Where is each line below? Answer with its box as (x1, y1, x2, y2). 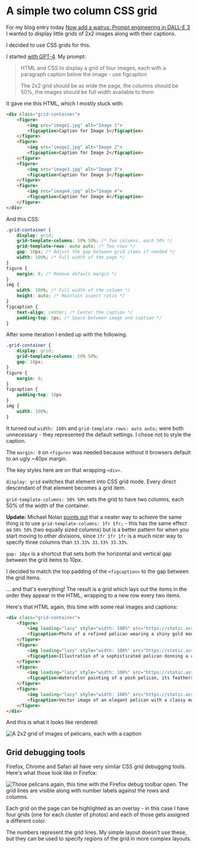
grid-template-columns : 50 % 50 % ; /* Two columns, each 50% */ (16, 238, 173, 244)
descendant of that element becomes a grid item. (6, 484, 126, 491)
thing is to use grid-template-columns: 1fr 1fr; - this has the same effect (6, 519, 187, 527)
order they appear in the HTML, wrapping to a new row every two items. (6, 591, 181, 598)
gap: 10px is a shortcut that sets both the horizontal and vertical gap (6, 550, 172, 557)
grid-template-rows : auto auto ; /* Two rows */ (16, 244, 136, 250)
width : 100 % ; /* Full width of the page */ (16, 254, 126, 261)
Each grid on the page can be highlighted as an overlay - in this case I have (6, 805, 189, 812)
